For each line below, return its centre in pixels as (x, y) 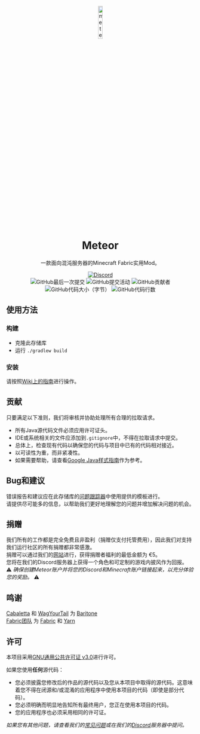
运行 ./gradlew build (41, 350)
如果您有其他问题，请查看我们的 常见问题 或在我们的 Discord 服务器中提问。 (97, 725)
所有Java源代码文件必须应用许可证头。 (63, 430)
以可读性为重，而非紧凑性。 (49, 452)
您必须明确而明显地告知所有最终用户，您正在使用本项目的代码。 (93, 705)
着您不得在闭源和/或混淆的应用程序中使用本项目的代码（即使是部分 (97, 690)
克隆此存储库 (30, 342)
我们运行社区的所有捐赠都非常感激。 (51, 548)
